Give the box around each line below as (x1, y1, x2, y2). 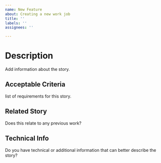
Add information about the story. (5, 66, 70, 72)
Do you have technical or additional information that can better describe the (5, 147, 157, 153)
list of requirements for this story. (5, 93, 72, 99)
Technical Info (5, 134, 49, 143)
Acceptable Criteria (5, 81, 65, 89)
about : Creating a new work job (5, 12, 70, 16)
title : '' (5, 16, 25, 21)
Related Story (5, 107, 47, 115)
